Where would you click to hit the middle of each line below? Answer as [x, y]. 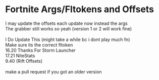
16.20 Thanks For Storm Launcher [40, 50]
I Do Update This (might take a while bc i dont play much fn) [68, 39]
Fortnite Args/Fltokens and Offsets [80, 9]
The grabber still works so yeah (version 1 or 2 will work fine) [69, 28]
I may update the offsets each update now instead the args [66, 23]
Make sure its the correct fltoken [39, 45]
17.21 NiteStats [20, 55]
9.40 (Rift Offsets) [24, 61]
